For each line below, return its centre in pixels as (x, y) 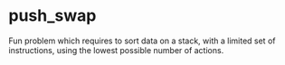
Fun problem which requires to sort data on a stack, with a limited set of (142, 41)
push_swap (52, 16)
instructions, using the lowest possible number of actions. (116, 50)
